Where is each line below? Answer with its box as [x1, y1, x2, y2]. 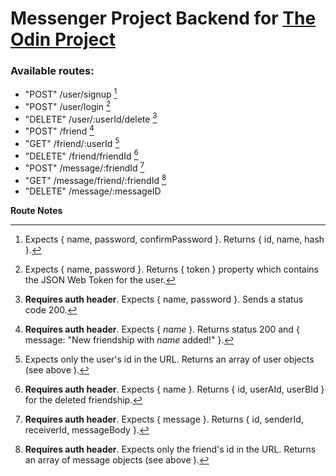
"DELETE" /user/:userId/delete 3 [24, 111, 158, 125]
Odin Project [10, 28, 116, 51]
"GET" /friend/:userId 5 [24, 136, 120, 149]
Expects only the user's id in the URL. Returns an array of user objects [24, 353, 315, 365]
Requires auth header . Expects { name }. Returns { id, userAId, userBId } [24, 383, 325, 395]
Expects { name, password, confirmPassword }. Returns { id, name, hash [24, 233, 325, 245]
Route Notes [10, 204, 63, 216]
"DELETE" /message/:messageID [24, 185, 162, 197]
